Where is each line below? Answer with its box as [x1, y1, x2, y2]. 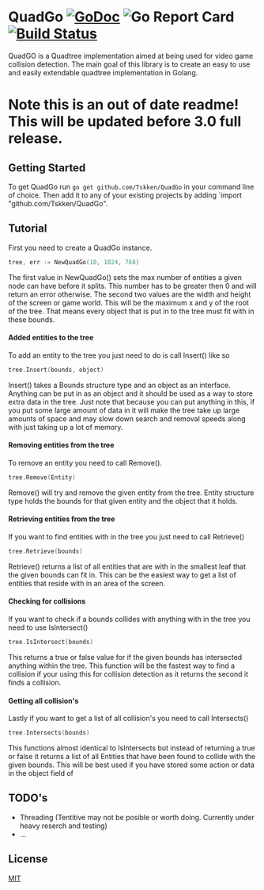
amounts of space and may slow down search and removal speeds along [8, 413, 247, 424]
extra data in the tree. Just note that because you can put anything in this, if [8, 397, 255, 406]
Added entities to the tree [8, 333, 94, 343]
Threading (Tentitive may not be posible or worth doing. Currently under [19, 812, 255, 822]
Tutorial [8, 222, 47, 236]
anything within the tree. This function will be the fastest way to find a [8, 661, 236, 670]
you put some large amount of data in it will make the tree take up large [8, 405, 239, 415]
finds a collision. [8, 677, 62, 687]
